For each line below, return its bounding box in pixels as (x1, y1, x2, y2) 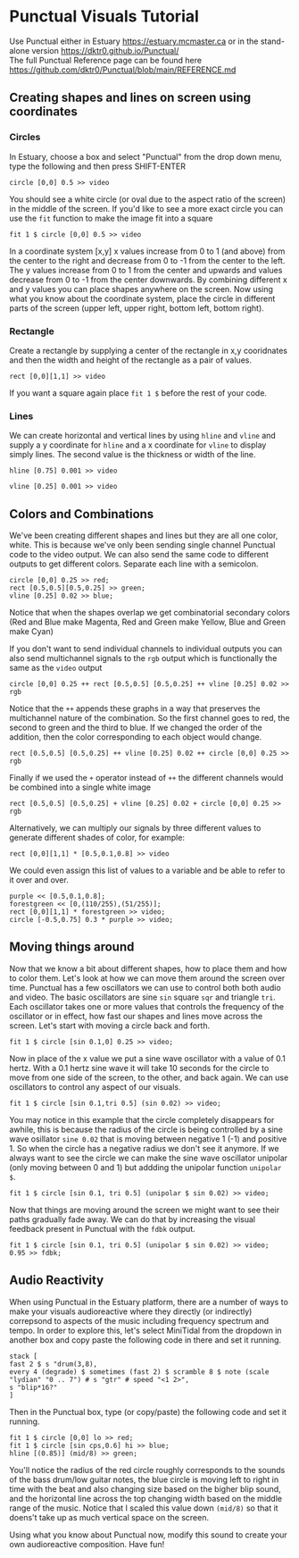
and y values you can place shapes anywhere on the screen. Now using (9, 283, 274, 294)
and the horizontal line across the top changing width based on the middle (9, 1493, 283, 1504)
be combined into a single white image (9, 782, 152, 792)
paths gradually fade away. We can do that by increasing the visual (9, 1213, 256, 1225)
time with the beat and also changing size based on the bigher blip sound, (9, 1483, 281, 1494)
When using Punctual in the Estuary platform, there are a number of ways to (9, 1296, 288, 1307)
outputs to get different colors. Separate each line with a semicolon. (9, 558, 259, 569)
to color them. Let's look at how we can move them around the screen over (9, 972, 286, 984)
